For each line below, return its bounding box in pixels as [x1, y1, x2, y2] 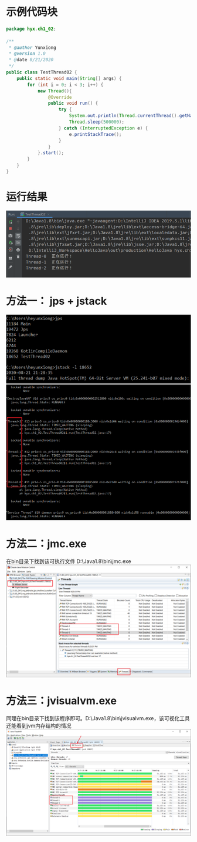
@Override [47, 94, 72, 100]
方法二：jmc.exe [6, 537, 87, 551]
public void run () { [47, 101, 98, 107]
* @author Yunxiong [8, 45, 57, 51]
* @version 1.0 [8, 51, 46, 56]
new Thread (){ [37, 88, 72, 94]
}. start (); [37, 150, 64, 156]
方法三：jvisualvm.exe [6, 694, 117, 708]
